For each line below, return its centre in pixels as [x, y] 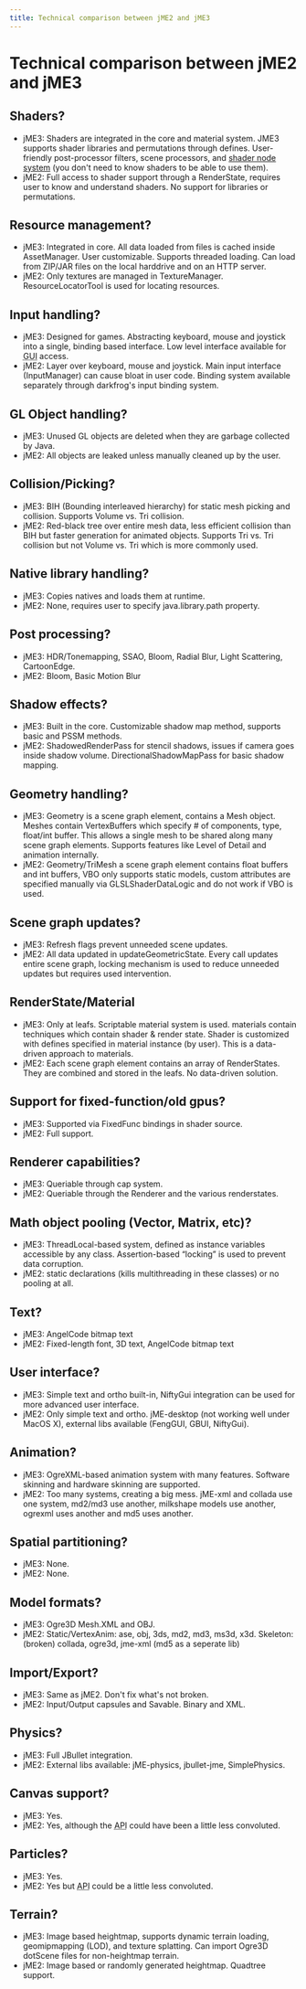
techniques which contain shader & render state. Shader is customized [156, 1034]
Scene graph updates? [75, 923]
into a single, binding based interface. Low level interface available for [154, 346]
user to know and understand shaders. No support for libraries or [145, 186]
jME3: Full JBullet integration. [78, 1755]
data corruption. [53, 1264]
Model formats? [56, 1602]
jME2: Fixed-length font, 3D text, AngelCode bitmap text [128, 1344]
